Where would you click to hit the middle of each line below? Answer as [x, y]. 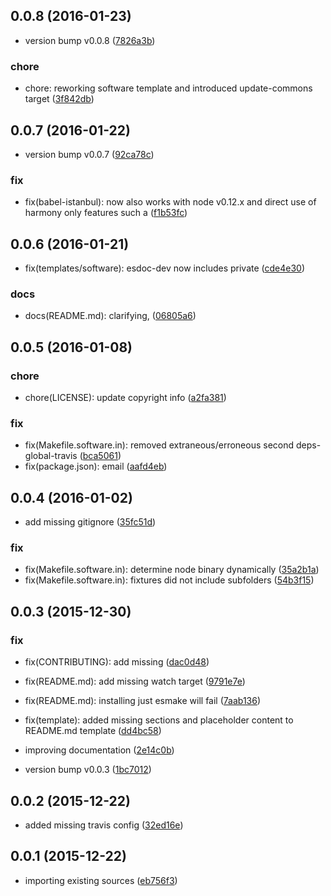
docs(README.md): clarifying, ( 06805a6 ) [110, 316]
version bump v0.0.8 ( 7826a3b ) [90, 40]
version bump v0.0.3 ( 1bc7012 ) [88, 770]
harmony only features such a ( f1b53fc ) [106, 213]
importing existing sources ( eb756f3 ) [101, 880]
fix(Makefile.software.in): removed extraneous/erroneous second [159, 445]
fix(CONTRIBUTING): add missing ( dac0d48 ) [117, 662]
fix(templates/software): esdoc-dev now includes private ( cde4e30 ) [165, 268]
